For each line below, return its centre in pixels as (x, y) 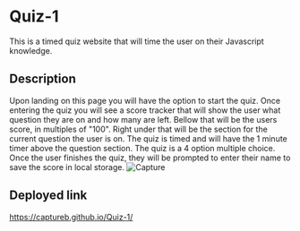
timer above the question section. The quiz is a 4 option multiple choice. (142, 148)
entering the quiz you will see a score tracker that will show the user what (145, 110)
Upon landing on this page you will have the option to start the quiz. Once (145, 100)
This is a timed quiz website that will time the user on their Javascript (137, 41)
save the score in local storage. (67, 167)
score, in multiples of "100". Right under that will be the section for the (139, 129)
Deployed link (48, 196)
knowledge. (31, 50)
